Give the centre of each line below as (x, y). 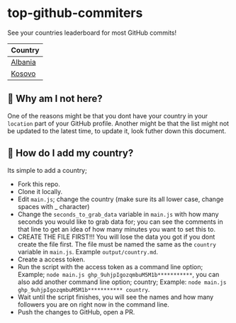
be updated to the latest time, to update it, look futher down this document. (117, 131)
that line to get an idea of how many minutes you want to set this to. (117, 229)
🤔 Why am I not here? (55, 99)
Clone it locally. (40, 191)
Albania (24, 62)
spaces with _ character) (54, 206)
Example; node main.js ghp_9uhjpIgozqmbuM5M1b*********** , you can (118, 274)
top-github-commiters (75, 13)
